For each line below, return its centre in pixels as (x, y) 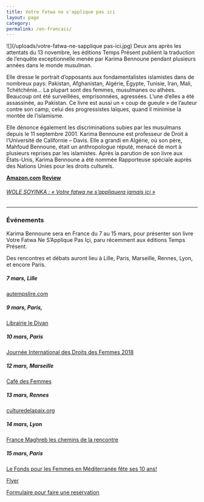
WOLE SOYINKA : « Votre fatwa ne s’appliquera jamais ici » (81, 192)
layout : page (23, 18)
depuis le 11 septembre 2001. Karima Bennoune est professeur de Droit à (97, 134)
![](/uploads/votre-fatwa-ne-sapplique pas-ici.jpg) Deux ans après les (94, 46)
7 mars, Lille (22, 278)
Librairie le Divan (27, 323)
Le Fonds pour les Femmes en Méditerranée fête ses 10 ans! (82, 469)
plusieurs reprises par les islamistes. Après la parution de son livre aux (95, 153)
